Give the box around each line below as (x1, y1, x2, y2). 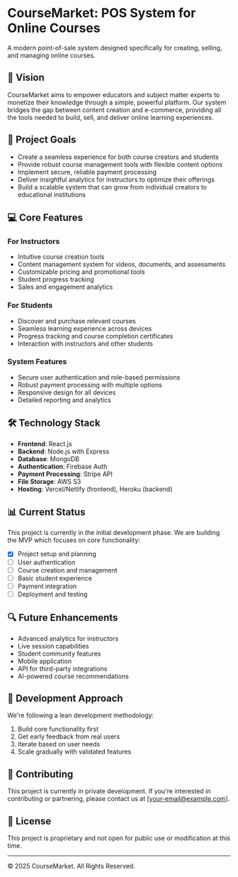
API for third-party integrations (17, 664, 108, 673)
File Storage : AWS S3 (17, 477, 81, 485)
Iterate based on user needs (17, 740, 101, 749)
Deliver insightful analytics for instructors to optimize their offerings (17, 175, 215, 184)
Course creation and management (17, 566, 118, 574)
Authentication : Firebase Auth (17, 462, 108, 470)
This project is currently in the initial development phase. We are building (7, 529, 220, 537)
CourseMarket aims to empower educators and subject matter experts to (7, 90, 220, 99)
